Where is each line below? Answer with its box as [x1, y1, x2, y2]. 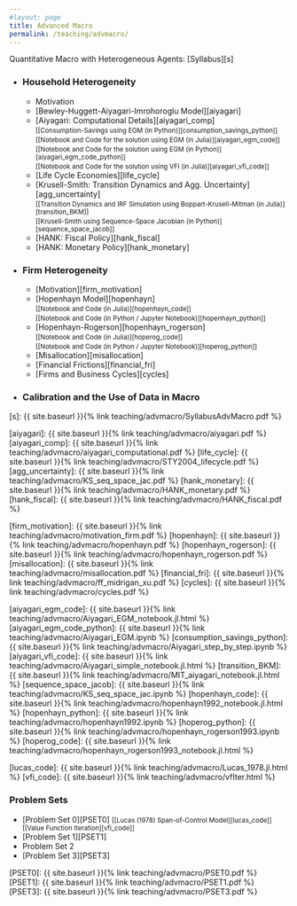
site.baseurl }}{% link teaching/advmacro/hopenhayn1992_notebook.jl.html [9, 698, 284, 709]
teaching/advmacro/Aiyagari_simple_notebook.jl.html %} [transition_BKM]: [9, 660, 282, 671]
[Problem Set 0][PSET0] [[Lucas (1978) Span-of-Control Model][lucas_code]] [21, 814, 272, 824]
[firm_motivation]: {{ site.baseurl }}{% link [9, 520, 162, 532]
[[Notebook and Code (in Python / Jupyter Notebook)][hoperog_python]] [35, 342, 257, 351]
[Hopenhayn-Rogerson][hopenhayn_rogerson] [35, 321, 206, 332]
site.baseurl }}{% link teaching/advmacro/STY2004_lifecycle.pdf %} [9, 457, 260, 467]
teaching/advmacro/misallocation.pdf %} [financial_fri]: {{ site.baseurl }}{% [9, 568, 285, 579]
